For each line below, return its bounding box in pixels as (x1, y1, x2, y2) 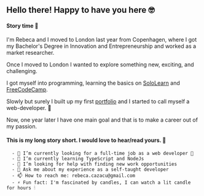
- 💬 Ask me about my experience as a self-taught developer (12, 166, 169, 173)
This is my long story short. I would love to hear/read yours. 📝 (6, 136, 167, 144)
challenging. (6, 67, 38, 74)
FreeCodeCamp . (6, 85, 48, 93)
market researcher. (6, 49, 55, 56)
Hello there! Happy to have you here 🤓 (6, 5, 155, 15)
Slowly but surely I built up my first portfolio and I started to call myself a (6, 98, 190, 105)
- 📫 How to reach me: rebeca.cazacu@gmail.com (12, 172, 135, 179)
